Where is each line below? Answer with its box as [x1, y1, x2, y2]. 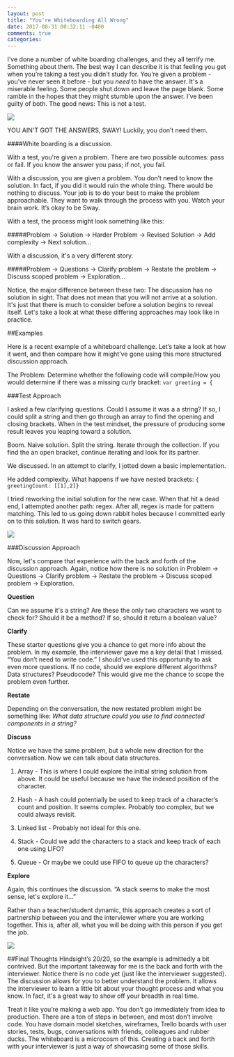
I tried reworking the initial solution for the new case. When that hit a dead [7, 495, 219, 503]
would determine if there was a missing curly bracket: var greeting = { [7, 378, 213, 386]
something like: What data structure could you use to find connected [7, 712, 205, 721]
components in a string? [7, 719, 77, 728]
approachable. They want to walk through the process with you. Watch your [7, 196, 225, 205]
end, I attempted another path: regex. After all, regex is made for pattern [7, 502, 214, 510]
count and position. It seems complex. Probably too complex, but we [17, 803, 214, 811]
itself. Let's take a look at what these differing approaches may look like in [7, 308, 219, 317]
